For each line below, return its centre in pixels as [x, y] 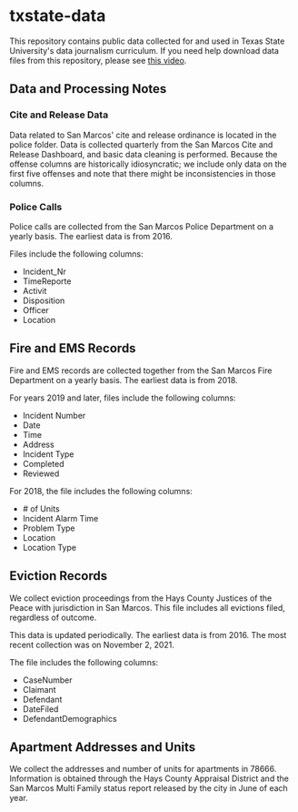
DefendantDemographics [70, 718]
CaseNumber [47, 680]
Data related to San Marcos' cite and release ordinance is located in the [143, 135]
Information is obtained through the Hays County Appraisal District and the [149, 778]
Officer [36, 310]
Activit [35, 290]
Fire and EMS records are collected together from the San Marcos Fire [141, 370]
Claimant [39, 689]
